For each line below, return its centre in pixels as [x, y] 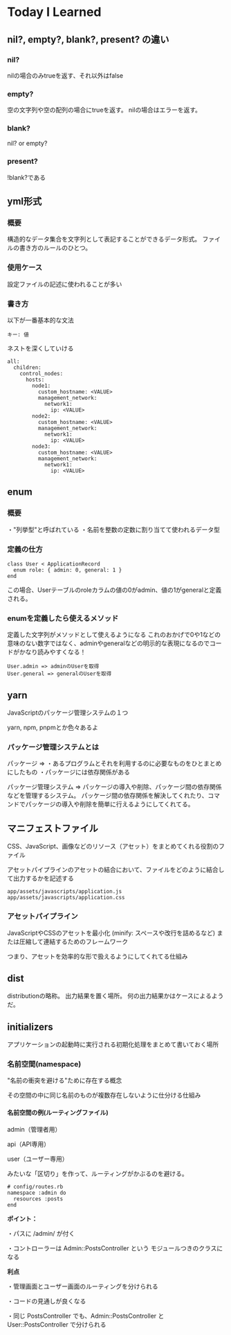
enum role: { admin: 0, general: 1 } [68, 570]
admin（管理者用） [34, 1129]
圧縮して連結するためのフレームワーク [74, 942]
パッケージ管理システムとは [53, 747]
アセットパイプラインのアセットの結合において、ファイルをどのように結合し [116, 870]
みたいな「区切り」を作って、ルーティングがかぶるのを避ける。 [98, 1173]
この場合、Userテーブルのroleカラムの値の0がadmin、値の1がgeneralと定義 [114, 590]
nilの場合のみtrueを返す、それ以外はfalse [65, 75]
